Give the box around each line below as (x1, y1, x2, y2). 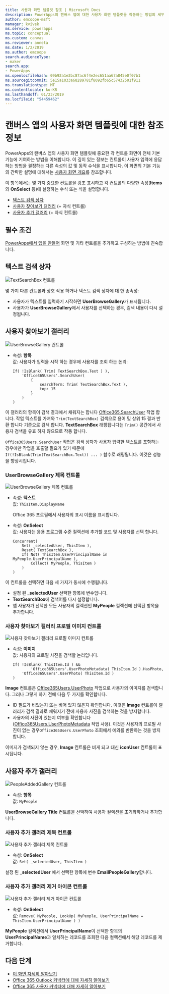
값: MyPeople (12, 798, 38, 804)
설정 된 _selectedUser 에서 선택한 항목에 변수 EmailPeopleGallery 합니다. (5, 869, 152, 875)
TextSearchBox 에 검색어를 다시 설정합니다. (12, 596, 99, 602)
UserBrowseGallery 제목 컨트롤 (5, 472, 80, 479)
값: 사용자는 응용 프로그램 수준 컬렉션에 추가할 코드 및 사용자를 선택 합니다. (12, 529, 159, 535)
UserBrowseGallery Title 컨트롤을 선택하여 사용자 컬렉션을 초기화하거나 (5, 809, 149, 815)
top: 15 (39, 386, 56, 391)
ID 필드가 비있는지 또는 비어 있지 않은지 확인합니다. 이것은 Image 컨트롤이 (12, 702, 157, 708)
